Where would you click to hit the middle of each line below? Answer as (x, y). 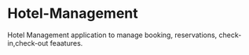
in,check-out (28, 43)
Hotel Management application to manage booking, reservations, (112, 35)
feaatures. (66, 43)
